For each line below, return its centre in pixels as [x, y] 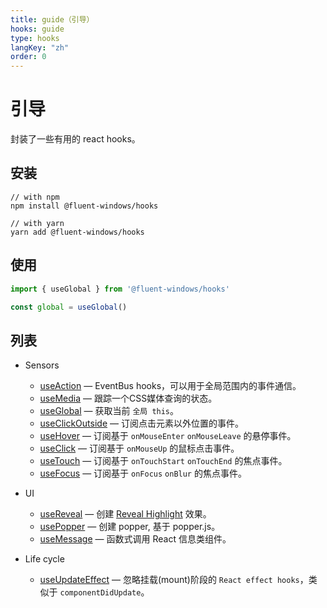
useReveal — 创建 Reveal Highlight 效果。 [125, 514]
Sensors [42, 365]
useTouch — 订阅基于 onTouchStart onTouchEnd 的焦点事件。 [163, 461]
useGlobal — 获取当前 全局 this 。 [109, 411]
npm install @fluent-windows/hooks [84, 206]
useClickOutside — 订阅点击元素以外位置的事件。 [141, 423]
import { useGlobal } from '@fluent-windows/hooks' [120, 289]
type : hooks [35, 38]
